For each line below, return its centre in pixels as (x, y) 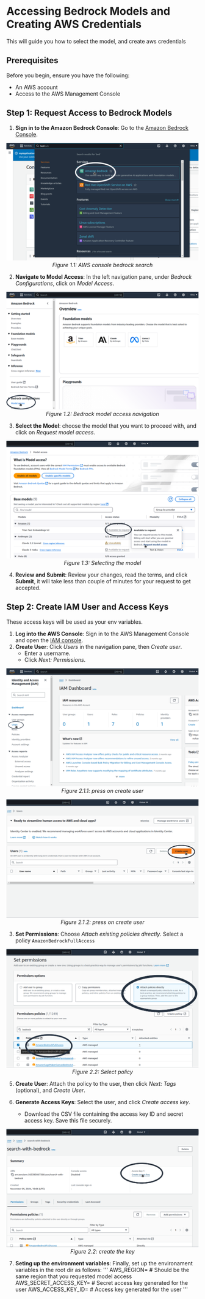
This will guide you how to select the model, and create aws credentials (96, 41)
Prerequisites (32, 60)
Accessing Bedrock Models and (88, 11)
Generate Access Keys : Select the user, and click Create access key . (103, 1102)
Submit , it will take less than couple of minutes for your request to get (103, 581)
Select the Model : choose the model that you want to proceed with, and (106, 426)
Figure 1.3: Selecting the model (103, 562)
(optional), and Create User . (50, 1090)
